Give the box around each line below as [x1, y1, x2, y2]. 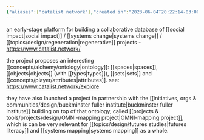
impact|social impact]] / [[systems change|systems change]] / [6, 32, 162, 40]
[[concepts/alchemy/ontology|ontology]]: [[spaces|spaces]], [6, 63, 158, 71]
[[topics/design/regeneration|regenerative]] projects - [6, 38, 141, 46]
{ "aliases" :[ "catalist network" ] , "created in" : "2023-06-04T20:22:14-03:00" [6, 9, 202, 15]
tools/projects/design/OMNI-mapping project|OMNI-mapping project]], [6, 114, 184, 121]
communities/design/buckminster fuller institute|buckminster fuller [6, 101, 173, 108]
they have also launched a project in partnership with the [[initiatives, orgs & [6, 94, 197, 102]
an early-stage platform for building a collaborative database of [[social [6, 26, 185, 33]
